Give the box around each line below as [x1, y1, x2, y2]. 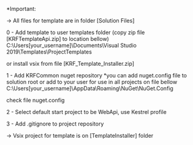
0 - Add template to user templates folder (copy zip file [6, 29, 145, 36]
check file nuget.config [6, 97, 65, 104]
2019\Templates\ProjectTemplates [6, 48, 92, 55]
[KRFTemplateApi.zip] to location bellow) [6, 35, 109, 42]
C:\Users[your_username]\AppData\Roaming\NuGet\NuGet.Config [6, 85, 173, 92]
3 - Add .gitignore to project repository [6, 120, 104, 127]
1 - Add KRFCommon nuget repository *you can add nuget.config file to [6, 72, 187, 79]
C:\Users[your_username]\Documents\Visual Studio [6, 42, 137, 49]
